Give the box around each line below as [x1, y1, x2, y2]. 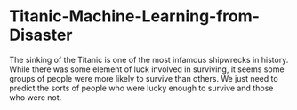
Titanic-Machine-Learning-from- [9, 6, 261, 27]
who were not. [9, 91, 62, 103]
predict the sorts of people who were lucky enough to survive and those [9, 82, 274, 93]
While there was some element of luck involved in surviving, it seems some [9, 64, 285, 75]
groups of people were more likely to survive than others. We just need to [9, 73, 278, 83]
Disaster [9, 25, 73, 45]
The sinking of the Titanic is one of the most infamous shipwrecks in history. [9, 54, 289, 65]
